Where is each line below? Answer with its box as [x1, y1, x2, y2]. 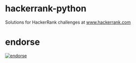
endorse [5, 36, 40, 48]
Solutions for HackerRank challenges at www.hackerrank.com [5, 19, 131, 25]
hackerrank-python [5, 3, 87, 14]
